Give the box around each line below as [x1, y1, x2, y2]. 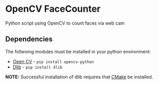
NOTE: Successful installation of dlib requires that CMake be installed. [5, 74, 153, 80]
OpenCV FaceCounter [5, 3, 101, 15]
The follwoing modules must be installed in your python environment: [5, 48, 151, 54]
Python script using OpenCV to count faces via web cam [5, 20, 125, 26]
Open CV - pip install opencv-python [12, 58, 94, 65]
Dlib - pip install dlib [12, 63, 63, 70]
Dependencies [5, 35, 53, 44]
